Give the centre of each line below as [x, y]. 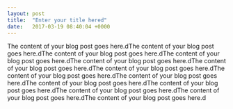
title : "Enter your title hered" [57, 20]
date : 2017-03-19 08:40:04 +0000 [59, 26]
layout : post [26, 14]
